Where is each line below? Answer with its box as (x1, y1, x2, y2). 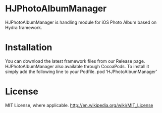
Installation (5, 42, 53, 53)
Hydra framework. (5, 24, 42, 30)
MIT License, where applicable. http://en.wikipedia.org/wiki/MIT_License (5, 102, 154, 108)
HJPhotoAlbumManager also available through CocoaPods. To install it (5, 63, 150, 69)
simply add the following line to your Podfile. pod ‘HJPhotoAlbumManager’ (5, 69, 158, 75)
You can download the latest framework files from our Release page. (5, 58, 145, 64)
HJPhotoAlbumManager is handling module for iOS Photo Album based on (5, 19, 157, 25)
